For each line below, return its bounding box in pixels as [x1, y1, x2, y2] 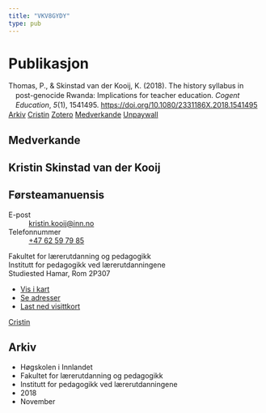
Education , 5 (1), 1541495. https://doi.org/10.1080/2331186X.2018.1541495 [15, 100, 258, 110]
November [19, 396, 56, 406]
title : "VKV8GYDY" [8, 11, 70, 20]
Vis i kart [19, 284, 50, 294]
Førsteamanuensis [8, 188, 105, 202]
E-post [8, 210, 31, 219]
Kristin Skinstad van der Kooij [8, 160, 161, 174]
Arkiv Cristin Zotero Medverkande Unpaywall [8, 110, 159, 120]
